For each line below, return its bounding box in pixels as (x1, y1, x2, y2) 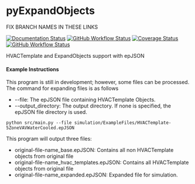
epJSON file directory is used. (14, 109, 88, 116)
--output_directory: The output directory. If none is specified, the (14, 102, 172, 109)
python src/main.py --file (6, 120, 72, 126)
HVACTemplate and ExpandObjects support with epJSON (6, 52, 145, 59)
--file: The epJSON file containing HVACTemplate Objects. (14, 96, 156, 103)
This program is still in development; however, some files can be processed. (6, 79, 190, 86)
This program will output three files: (6, 136, 92, 143)
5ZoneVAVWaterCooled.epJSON (6, 125, 75, 131)
